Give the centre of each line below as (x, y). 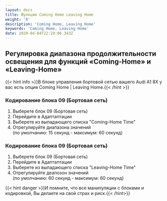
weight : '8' (18, 19)
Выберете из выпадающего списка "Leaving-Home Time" (74, 168)
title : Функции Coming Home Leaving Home (49, 15)
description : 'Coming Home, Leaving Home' (50, 24)
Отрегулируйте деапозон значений (50, 173)
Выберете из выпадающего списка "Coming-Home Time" (74, 122)
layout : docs (19, 10)
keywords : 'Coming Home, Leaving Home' (47, 29)
